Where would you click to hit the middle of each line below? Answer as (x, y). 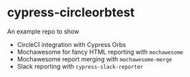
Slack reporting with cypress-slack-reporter (80, 66)
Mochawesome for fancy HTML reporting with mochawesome (100, 52)
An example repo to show (43, 31)
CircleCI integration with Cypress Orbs (71, 44)
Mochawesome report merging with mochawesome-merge (95, 59)
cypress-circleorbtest (71, 13)
